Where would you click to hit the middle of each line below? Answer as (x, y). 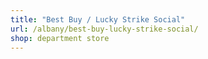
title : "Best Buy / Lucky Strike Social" (98, 19)
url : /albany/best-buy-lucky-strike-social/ (104, 29)
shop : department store (60, 38)
